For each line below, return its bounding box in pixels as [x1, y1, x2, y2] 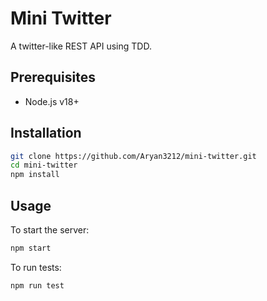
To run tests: [10, 261, 62, 273]
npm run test [10, 280, 65, 291]
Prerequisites [10, 69, 96, 86]
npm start [10, 243, 52, 253]
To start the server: [10, 224, 90, 236]
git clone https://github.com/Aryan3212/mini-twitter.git [10, 151, 257, 161]
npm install [10, 170, 60, 180]
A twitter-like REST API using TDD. [10, 40, 152, 52]
